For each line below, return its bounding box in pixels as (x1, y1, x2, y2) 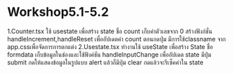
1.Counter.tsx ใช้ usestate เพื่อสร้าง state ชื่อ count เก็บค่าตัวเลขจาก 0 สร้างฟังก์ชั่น (7, 27, 213, 35)
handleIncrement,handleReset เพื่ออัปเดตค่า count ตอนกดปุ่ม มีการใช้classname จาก (7, 35, 226, 43)
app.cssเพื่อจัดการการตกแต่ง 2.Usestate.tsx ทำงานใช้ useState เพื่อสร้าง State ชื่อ (7, 42, 214, 50)
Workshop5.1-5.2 (7, 4, 109, 20)
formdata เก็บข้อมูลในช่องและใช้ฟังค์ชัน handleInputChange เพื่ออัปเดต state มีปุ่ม (7, 50, 211, 59)
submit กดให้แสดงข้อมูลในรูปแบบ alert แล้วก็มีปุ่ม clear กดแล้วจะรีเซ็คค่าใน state (7, 58, 204, 66)
